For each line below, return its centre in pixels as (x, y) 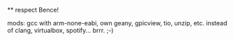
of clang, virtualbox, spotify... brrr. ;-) (60, 30)
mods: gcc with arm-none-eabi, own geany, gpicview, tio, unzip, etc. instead (117, 23)
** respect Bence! (33, 10)
